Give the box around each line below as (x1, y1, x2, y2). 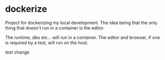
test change (5, 49, 30, 55)
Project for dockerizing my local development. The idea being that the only (5, 20, 158, 26)
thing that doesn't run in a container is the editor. (5, 25, 105, 30)
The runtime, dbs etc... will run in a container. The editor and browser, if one (5, 34, 160, 40)
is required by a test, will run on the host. (5, 39, 88, 45)
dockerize (5, 3, 47, 15)
